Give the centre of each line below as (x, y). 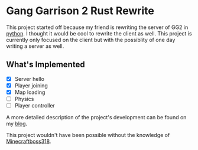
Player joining (31, 85)
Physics (24, 99)
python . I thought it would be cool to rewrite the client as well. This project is (99, 33)
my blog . (17, 124)
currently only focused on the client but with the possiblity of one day (91, 40)
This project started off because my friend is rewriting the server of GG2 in (97, 27)
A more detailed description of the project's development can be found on (96, 118)
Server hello (29, 79)
